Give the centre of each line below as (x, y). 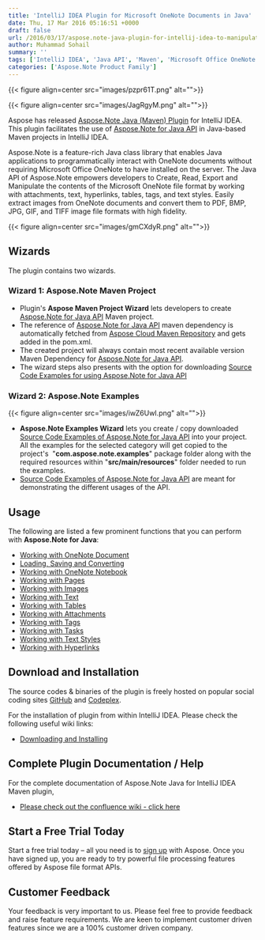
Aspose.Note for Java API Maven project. (87, 316)
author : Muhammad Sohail (49, 45)
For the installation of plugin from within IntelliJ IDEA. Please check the (123, 715)
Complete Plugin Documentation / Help (106, 764)
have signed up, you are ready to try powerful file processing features (122, 859)
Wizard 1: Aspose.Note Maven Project (82, 291)
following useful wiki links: (51, 723)
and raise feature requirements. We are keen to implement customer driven (130, 919)
